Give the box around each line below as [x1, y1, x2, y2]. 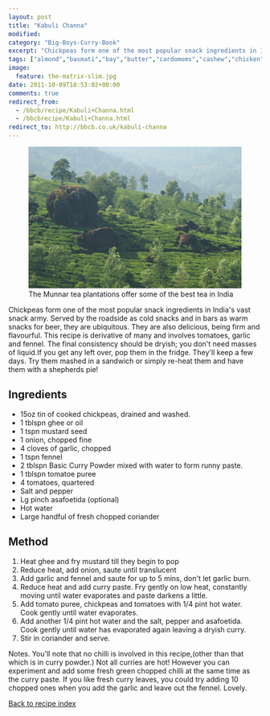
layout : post [8, 13, 52, 21]
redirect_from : [8, 97, 59, 106]
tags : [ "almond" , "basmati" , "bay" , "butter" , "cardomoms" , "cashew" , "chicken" [8, 55, 264, 63]
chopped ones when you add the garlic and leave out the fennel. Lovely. [8, 683, 247, 693]
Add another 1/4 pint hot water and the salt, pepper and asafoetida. [19, 616, 243, 626]
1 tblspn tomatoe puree [19, 468, 96, 478]
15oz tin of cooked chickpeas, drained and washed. [19, 409, 191, 419]
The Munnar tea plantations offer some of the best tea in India [28, 289, 234, 299]
